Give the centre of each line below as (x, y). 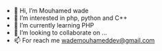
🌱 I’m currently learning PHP (54, 25)
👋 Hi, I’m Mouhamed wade (51, 11)
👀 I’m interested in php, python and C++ (70, 18)
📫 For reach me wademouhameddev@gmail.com (84, 40)
